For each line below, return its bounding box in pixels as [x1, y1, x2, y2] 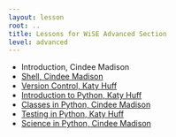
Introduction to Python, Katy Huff [20, 90, 142, 101]
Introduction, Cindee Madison [20, 62, 130, 72]
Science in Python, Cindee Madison [20, 118, 152, 129]
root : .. [8, 21, 41, 30]
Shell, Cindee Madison [20, 72, 103, 82]
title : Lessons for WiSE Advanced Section [8, 29, 167, 38]
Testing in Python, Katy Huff [20, 109, 125, 119]
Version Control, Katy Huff [20, 80, 118, 91]
